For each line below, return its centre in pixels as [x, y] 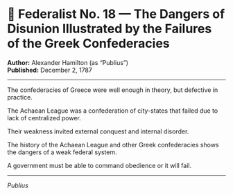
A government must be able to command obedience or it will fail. [100, 165]
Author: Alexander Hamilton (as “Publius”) [68, 62]
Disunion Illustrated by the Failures [110, 29]
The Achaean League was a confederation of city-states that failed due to [113, 111]
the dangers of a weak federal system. [62, 152]
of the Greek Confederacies [88, 44]
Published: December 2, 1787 [50, 70]
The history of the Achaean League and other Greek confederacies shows [113, 145]
